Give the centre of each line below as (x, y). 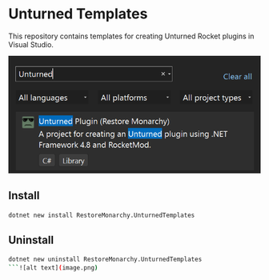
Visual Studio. (31, 44)
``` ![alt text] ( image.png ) (53, 268)
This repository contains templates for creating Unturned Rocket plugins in (131, 36)
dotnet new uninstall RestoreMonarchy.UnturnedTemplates (105, 260)
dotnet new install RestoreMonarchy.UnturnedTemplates (102, 215)
